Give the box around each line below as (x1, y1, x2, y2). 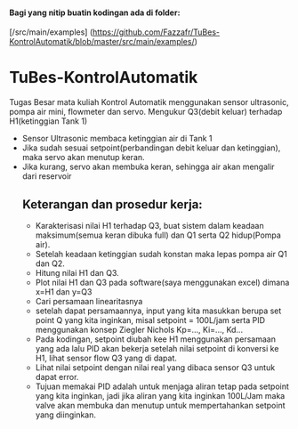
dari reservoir (21, 171, 72, 182)
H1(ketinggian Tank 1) (9, 116, 88, 126)
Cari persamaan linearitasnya (35, 295, 143, 306)
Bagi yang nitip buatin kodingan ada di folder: (9, 7, 181, 18)
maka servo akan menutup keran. (21, 152, 145, 163)
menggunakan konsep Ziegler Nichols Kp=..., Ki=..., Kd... (35, 324, 243, 335)
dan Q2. (35, 258, 65, 269)
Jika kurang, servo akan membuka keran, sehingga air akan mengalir (21, 161, 275, 173)
